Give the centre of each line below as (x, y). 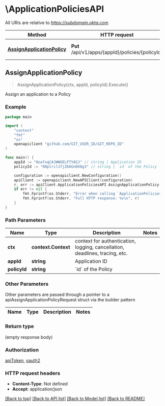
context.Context (51, 247)
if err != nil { (31, 189)
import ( (14, 126)
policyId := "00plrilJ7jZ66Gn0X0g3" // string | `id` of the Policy (85, 166)
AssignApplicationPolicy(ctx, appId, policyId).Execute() (73, 84)
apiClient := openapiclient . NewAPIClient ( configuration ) (73, 180)
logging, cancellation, (99, 247)
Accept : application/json (37, 389)
